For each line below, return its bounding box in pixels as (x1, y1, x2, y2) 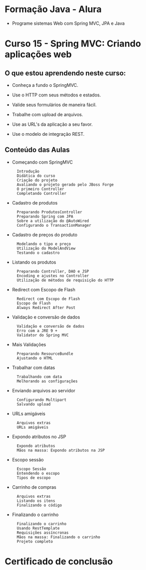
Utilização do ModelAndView (17, 246, 76, 251)
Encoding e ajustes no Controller (17, 273, 89, 278)
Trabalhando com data (17, 374, 62, 379)
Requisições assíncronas (17, 530, 69, 535)
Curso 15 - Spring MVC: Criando (5, 38, 141, 49)
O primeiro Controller (17, 186, 64, 191)
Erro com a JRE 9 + (17, 328, 57, 333)
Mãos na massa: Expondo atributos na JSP (17, 448, 105, 453)
